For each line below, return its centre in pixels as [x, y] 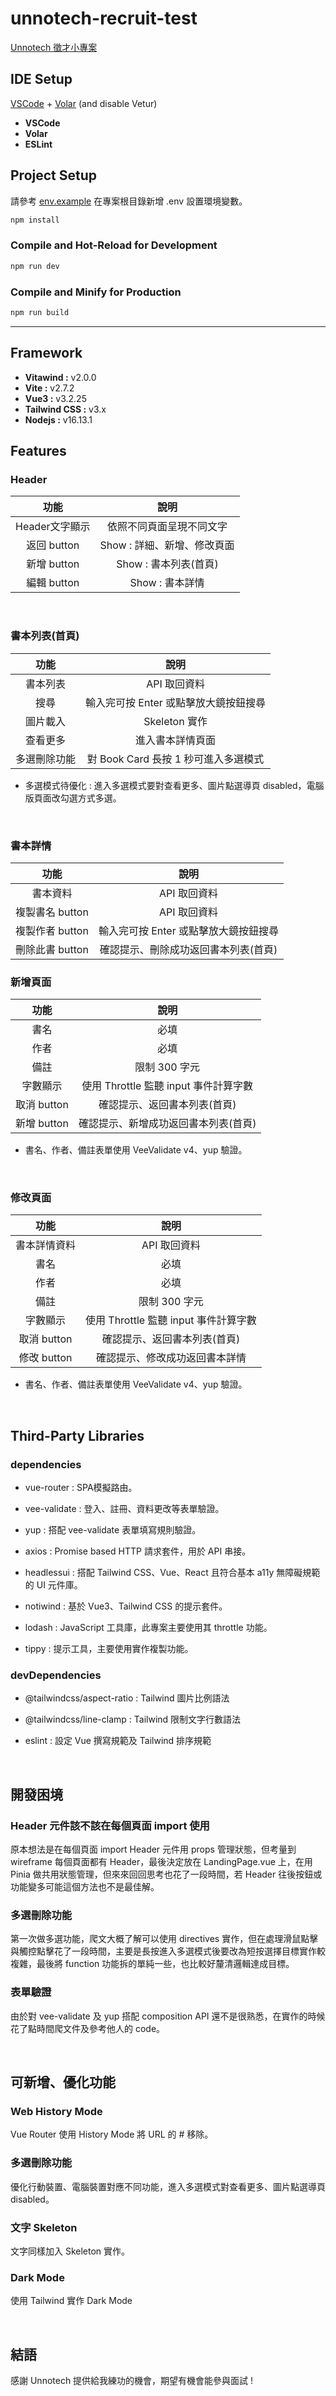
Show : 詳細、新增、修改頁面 [167, 545]
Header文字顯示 [53, 527]
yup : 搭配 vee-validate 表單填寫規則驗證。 [113, 1530]
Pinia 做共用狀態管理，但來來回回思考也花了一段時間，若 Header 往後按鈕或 [166, 1874]
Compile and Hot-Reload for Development [114, 245]
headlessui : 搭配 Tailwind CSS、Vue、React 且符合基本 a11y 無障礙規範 [172, 1573]
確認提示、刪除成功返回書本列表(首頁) [188, 949]
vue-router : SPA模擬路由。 [81, 1488]
